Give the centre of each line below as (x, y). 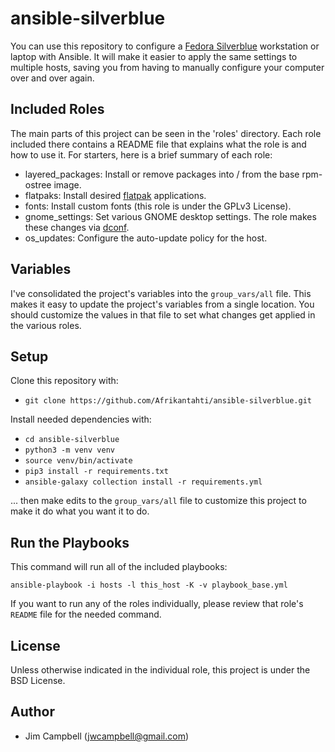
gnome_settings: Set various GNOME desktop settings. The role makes (170, 216)
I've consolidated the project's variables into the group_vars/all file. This (161, 293)
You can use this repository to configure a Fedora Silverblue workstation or (165, 46)
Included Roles (57, 109)
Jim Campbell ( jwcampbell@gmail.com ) (107, 736)
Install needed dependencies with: (81, 419)
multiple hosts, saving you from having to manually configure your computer (167, 67)
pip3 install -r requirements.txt (96, 472)
